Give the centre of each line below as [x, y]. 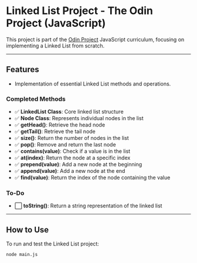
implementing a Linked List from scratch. [55, 46]
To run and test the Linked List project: [53, 244]
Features [23, 69]
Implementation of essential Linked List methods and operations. [93, 84]
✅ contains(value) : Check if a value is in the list [72, 151]
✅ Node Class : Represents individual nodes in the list [79, 118]
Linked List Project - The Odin [80, 11]
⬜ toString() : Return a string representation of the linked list [88, 206]
